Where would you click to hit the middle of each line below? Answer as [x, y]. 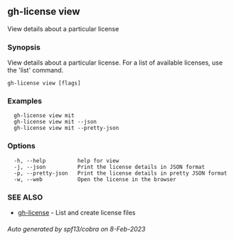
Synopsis [24, 47]
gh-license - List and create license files [77, 213]
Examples [25, 101]
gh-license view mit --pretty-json [67, 128]
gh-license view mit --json [55, 122]
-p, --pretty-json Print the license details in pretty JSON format [121, 173]
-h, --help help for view [67, 160]
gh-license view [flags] [44, 83]
